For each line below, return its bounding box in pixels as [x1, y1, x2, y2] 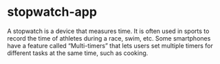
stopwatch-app [7, 4, 98, 20]
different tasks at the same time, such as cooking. [7, 49, 148, 57]
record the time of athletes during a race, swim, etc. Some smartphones [7, 34, 211, 42]
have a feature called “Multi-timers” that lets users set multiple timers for [7, 41, 213, 50]
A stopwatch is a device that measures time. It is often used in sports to [7, 27, 210, 35]
